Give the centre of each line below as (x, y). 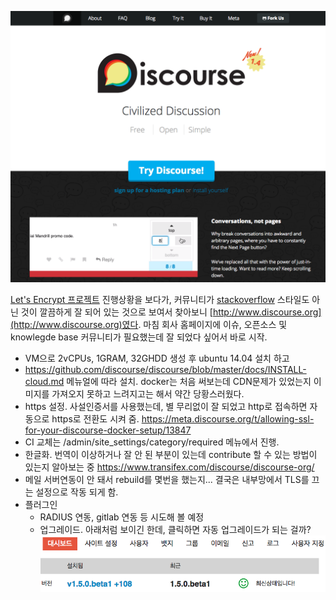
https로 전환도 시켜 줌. (95, 418)
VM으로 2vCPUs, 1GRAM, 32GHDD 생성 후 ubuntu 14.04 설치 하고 (157, 358)
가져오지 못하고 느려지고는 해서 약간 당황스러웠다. (148, 393)
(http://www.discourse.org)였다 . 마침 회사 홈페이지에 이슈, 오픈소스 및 (149, 324)
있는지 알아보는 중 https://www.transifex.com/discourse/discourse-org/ (169, 467)
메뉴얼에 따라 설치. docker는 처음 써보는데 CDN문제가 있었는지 (189, 381)
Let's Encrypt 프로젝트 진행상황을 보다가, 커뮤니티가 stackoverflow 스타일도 (160, 299)
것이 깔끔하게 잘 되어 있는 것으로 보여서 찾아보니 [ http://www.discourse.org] (171, 312)
